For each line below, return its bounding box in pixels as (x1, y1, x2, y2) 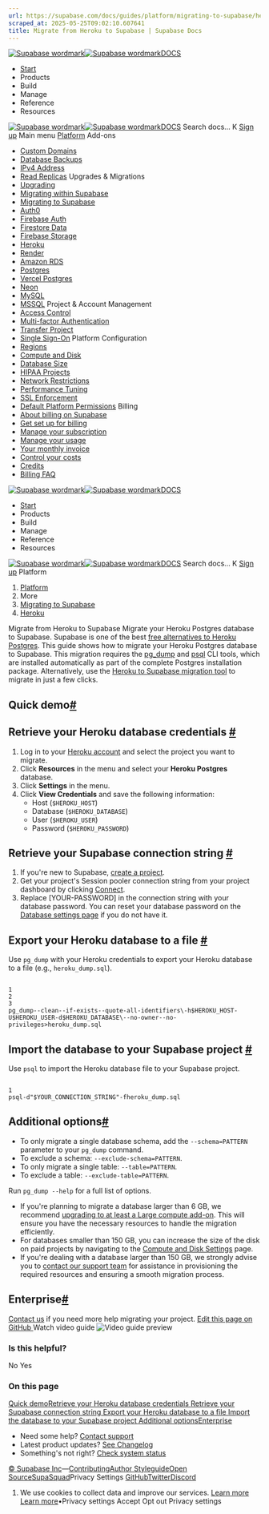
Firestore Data (19, 223, 67, 232)
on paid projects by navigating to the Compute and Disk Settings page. (19, 1243, 254, 1254)
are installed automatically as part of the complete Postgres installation (8, 658, 243, 667)
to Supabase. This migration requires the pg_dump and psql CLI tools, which (8, 650, 260, 659)
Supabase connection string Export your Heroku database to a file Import (8, 1407, 251, 1417)
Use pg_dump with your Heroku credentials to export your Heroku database (8, 955, 253, 964)
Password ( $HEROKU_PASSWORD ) (31, 823, 130, 833)
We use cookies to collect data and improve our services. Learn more (19, 1488, 250, 1498)
